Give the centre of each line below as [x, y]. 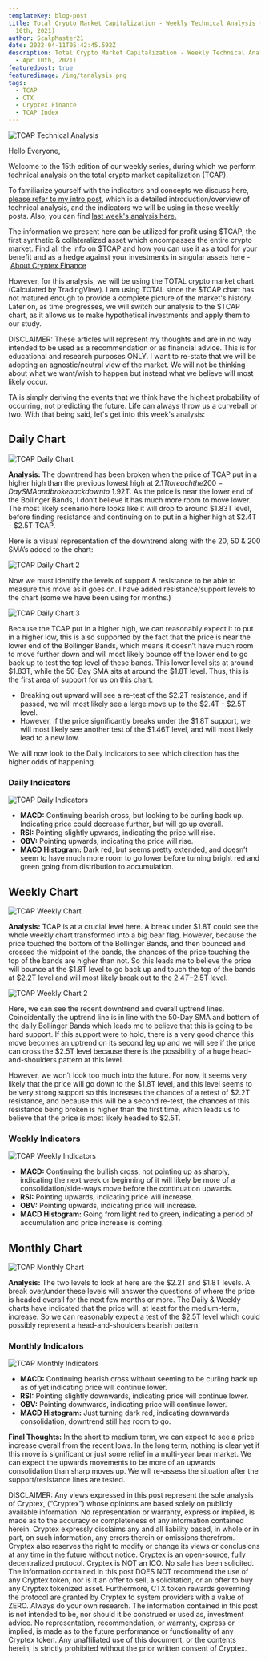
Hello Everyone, [34, 151]
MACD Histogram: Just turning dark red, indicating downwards [124, 1413]
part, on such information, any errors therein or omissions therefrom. [122, 1538]
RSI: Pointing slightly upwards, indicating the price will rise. [117, 833]
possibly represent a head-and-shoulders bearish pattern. [104, 1325]
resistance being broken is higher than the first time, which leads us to [124, 1109]
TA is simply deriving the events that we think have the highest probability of [134, 397]
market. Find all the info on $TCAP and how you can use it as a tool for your [133, 248]
